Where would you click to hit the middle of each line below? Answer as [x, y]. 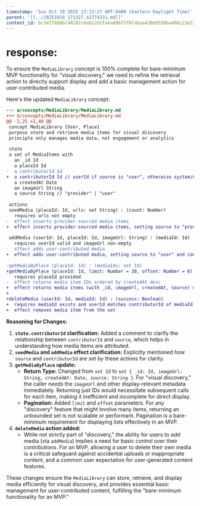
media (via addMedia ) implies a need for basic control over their [101, 441]
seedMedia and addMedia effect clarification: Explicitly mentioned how [100, 352]
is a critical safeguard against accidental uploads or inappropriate [104, 453]
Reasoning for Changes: [37, 321]
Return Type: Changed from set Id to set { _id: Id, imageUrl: [103, 371]
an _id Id [26, 161]
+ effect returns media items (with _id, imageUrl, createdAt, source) [98, 288]
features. [35, 466]
